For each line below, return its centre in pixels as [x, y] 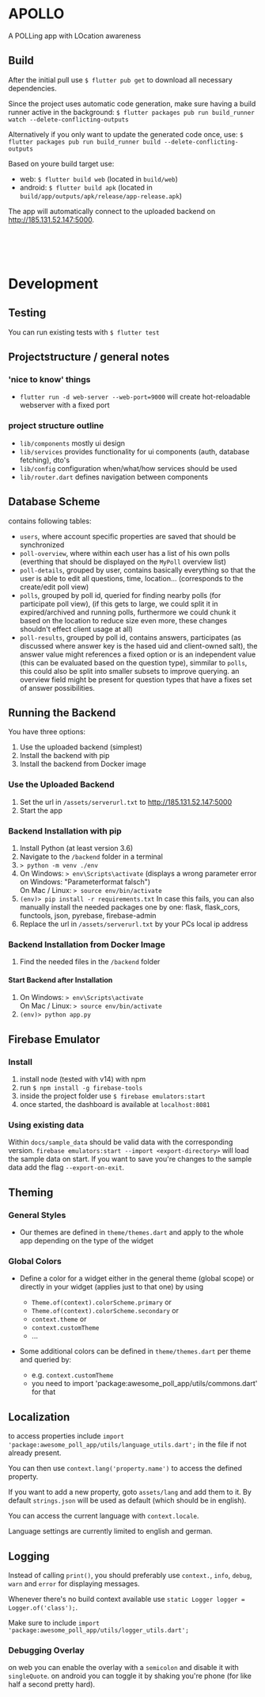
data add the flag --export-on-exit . [66, 1167]
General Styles [37, 1215]
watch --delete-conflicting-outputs [68, 120]
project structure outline [56, 426]
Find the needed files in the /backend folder [90, 962]
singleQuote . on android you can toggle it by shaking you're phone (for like [130, 1676]
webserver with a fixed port [64, 405]
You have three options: [47, 732]
